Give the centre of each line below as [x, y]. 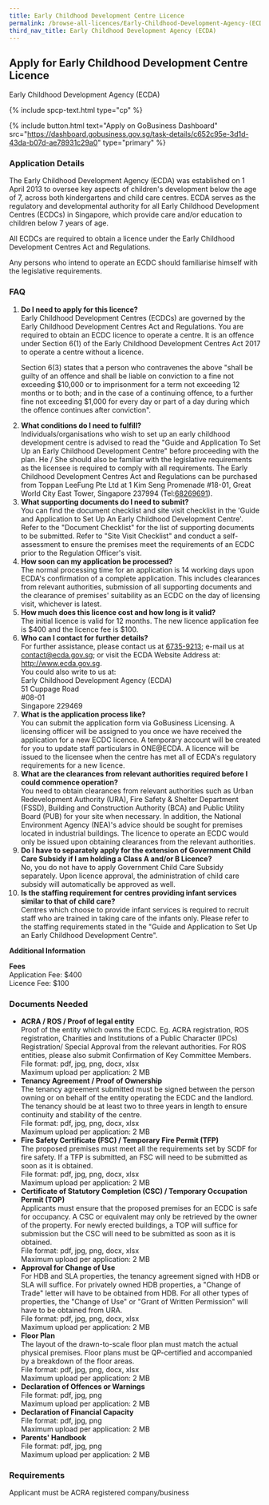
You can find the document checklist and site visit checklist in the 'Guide [140, 510]
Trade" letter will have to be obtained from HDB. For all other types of [134, 1293]
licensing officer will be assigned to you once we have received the [131, 731]
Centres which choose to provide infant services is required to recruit [135, 909]
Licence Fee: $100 [40, 983]
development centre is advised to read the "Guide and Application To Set [140, 442]
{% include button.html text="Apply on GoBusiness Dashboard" [113, 126]
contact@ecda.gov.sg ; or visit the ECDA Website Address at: [121, 655]
